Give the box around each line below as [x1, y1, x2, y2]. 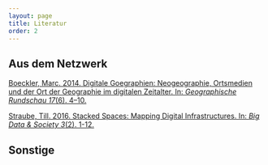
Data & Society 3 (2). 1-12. [8, 120, 95, 129]
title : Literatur [8, 19, 67, 27]
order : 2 [8, 27, 38, 35]
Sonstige [8, 143, 55, 157]
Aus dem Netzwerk [8, 57, 108, 70]
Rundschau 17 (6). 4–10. [8, 95, 87, 105]
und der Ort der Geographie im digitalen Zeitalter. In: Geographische [8, 87, 237, 97]
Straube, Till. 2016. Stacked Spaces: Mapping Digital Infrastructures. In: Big [8, 111, 260, 121]
